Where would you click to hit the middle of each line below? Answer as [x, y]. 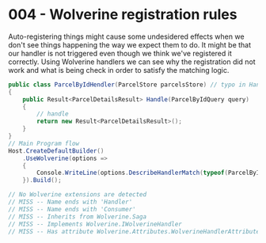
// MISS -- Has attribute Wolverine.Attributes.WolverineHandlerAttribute [134, 231]
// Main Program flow [44, 143]
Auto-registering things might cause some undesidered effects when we [126, 36]
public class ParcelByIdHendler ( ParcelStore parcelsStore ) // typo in [127, 85]
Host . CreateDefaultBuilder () [56, 151]
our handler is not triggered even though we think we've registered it [120, 53]
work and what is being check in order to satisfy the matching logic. [119, 70]
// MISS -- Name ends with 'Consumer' [72, 209]
